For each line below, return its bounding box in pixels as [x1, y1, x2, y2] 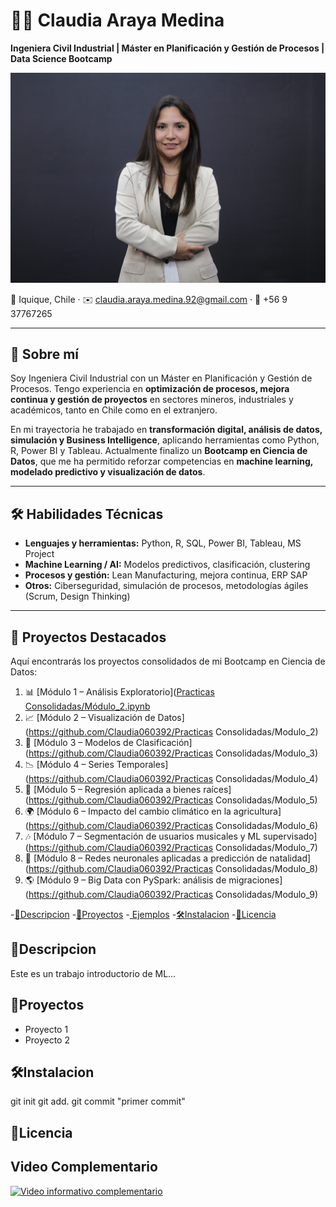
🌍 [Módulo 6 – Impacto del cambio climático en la [24, 805, 232, 818]
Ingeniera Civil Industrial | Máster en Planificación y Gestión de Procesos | [10, 42, 325, 54]
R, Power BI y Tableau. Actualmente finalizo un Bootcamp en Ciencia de [10, 445, 308, 457]
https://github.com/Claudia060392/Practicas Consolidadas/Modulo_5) [28, 794, 318, 806]
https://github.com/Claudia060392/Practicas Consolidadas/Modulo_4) [28, 773, 319, 785]
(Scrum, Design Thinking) [24, 590, 131, 603]
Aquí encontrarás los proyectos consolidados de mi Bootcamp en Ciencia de [10, 655, 326, 668]
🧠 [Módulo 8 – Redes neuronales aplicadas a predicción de [24, 852, 268, 864]
